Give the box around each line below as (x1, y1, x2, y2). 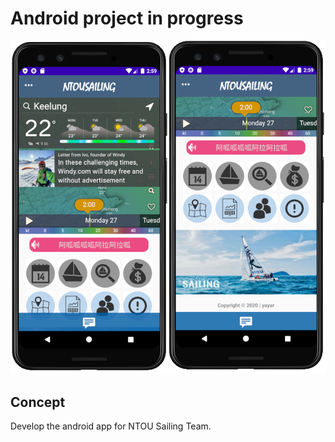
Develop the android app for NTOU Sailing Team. (10, 420, 212, 432)
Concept (10, 393, 66, 411)
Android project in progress (10, 7, 244, 30)
